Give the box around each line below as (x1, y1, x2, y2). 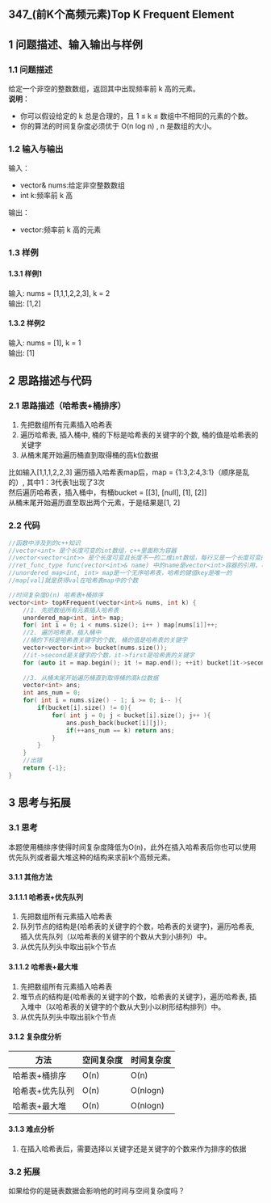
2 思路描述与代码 (8, 374, 93, 388)
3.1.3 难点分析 (8, 1125, 55, 1134)
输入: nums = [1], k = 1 (8, 338, 81, 348)
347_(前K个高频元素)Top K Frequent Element (8, 7, 235, 22)
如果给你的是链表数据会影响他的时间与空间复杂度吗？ (8, 1186, 186, 1196)
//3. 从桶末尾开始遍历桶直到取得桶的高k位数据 (23, 673, 159, 682)
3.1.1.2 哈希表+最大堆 (8, 961, 78, 972)
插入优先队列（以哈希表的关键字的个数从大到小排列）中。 (19, 932, 211, 942)
